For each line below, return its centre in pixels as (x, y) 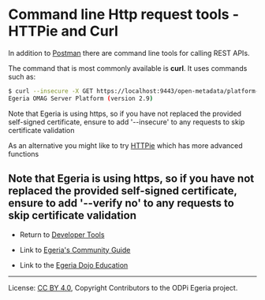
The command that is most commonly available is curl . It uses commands (128, 68)
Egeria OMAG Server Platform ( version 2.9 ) (81, 98)
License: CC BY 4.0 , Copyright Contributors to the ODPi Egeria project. (123, 287)
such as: (22, 76)
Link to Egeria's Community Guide (75, 250)
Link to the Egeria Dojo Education (74, 265)
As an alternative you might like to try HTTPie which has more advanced (125, 145)
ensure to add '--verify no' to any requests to (121, 204)
